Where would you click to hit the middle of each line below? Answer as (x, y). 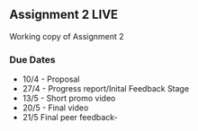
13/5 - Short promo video (69, 99)
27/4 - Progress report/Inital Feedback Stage (106, 89)
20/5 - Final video (55, 108)
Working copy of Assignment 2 (67, 36)
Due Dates (32, 59)
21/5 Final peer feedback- (70, 118)
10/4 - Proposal (51, 79)
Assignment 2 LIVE (64, 15)
